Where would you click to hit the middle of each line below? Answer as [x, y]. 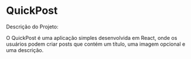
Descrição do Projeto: [32, 27]
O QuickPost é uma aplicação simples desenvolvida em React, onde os [92, 38]
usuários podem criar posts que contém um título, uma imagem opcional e [96, 44]
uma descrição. [25, 50]
